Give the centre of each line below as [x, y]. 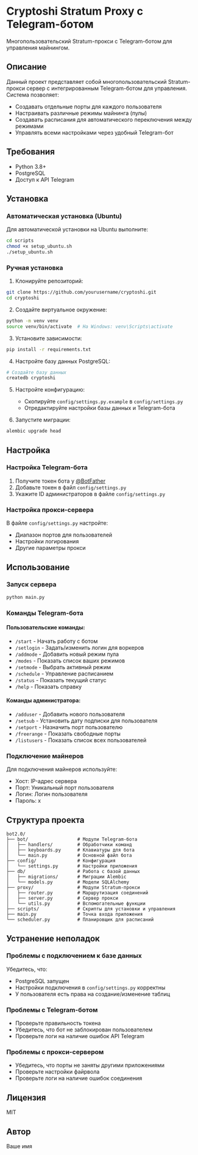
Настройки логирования [47, 541]
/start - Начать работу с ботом [56, 641]
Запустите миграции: [43, 420]
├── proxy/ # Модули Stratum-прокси [73, 888]
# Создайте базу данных [37, 372]
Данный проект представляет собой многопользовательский [87, 81]
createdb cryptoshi [31, 378]
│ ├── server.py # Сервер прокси [62, 898]
